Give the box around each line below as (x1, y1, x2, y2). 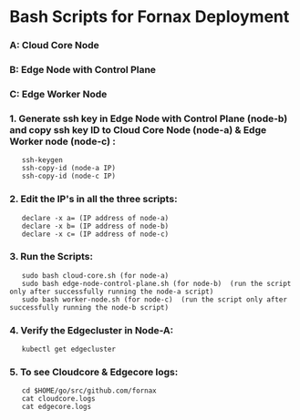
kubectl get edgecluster (21, 344, 117, 354)
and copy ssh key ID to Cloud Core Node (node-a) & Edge (9, 123, 267, 136)
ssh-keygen (21, 156, 64, 165)
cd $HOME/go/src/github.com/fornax (21, 386, 157, 395)
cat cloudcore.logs (21, 394, 96, 404)
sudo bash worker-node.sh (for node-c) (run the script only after (21, 294, 287, 304)
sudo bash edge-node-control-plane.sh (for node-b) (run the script (21, 279, 292, 288)
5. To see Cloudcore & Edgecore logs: (9, 366, 179, 379)
